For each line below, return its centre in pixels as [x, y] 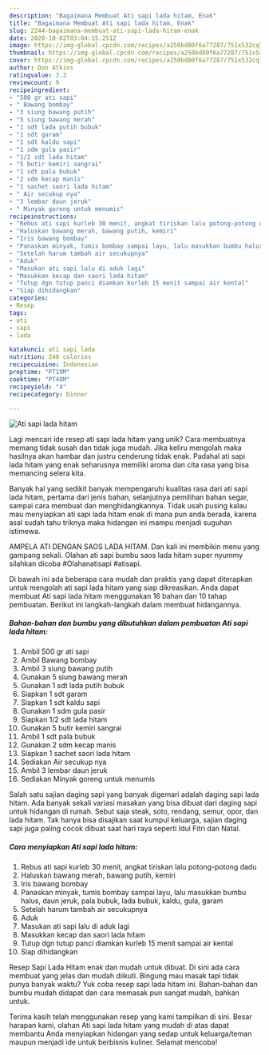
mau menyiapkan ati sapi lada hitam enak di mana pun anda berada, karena [133, 514]
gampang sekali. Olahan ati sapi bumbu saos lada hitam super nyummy [126, 555]
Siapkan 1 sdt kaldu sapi [60, 703]
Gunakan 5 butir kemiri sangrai [71, 728]
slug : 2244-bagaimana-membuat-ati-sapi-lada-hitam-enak [104, 30]
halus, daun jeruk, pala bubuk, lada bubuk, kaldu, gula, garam [122, 901]
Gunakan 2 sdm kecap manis [68, 745]
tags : [18, 313]
